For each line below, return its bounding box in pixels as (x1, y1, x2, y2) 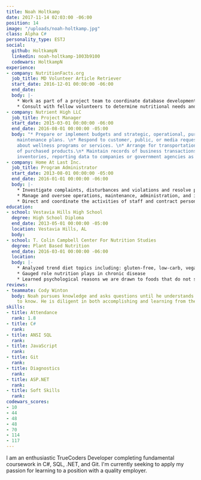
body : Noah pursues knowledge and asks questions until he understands (11, 293, 194, 299)
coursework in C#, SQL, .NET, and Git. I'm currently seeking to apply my (6, 461, 184, 467)
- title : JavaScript (6, 343, 58, 349)
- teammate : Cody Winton (6, 287, 68, 294)
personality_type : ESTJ (6, 37, 66, 43)
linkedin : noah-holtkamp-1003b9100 (11, 53, 100, 59)
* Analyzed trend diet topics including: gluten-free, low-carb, (17, 265, 184, 271)
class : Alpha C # (6, 31, 47, 37)
